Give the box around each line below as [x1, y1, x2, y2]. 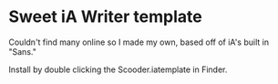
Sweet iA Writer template [8, 6, 202, 27]
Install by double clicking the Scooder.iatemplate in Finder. [8, 64, 228, 75]
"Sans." [8, 46, 37, 57]
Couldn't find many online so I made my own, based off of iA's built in [8, 37, 270, 47]
